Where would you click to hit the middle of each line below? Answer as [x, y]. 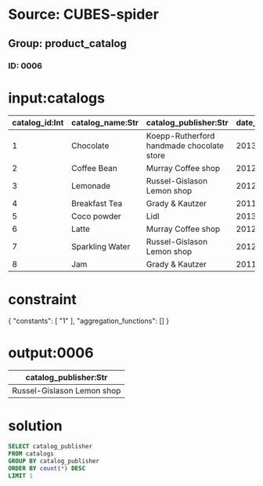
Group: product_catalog [68, 44]
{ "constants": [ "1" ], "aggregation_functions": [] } [89, 321]
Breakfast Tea [97, 204]
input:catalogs [57, 98]
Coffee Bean [94, 169]
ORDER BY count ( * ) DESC [47, 468]
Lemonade [91, 186]
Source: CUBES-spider [83, 15]
